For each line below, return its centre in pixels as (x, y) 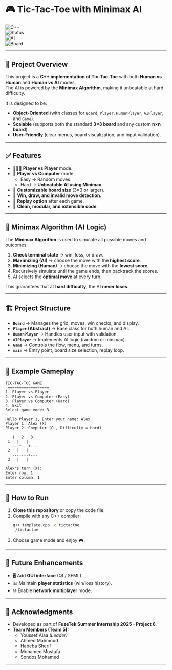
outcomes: (17, 245)
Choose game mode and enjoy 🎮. (49, 540)
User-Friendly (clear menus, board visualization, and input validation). (87, 135)
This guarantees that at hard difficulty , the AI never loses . (67, 287)
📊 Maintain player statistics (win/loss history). (62, 583)
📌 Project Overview (37, 64)
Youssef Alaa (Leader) (44, 635)
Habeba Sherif (36, 646)
